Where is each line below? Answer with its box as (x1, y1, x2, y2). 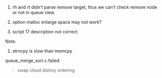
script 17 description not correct (12, 29, 78, 34)
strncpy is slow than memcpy (12, 48, 73, 54)
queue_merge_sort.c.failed (5, 58, 60, 64)
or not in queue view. (12, 9, 55, 15)
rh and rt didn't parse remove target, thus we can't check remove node (12, 4, 158, 10)
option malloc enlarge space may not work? (12, 19, 102, 25)
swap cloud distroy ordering (17, 67, 75, 73)
